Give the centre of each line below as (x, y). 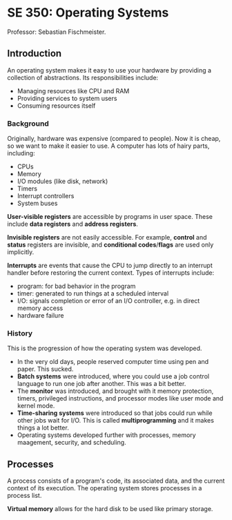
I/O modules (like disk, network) (62, 182)
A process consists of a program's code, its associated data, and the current (116, 481)
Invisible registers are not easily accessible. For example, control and (107, 238)
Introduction (35, 54)
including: (21, 153)
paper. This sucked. (45, 369)
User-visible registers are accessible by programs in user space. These (110, 217)
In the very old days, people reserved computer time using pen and (113, 362)
